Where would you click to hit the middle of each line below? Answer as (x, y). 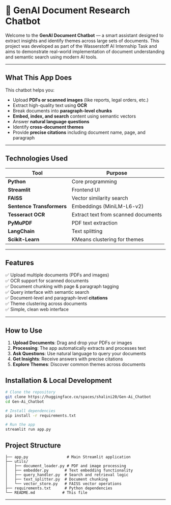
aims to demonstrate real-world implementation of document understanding (85, 51)
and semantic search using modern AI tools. (51, 57)
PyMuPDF (20, 222)
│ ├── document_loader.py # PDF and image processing (66, 466)
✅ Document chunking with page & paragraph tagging (62, 287)
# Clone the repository (31, 392)
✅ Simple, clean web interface (37, 310)
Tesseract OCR (26, 214)
